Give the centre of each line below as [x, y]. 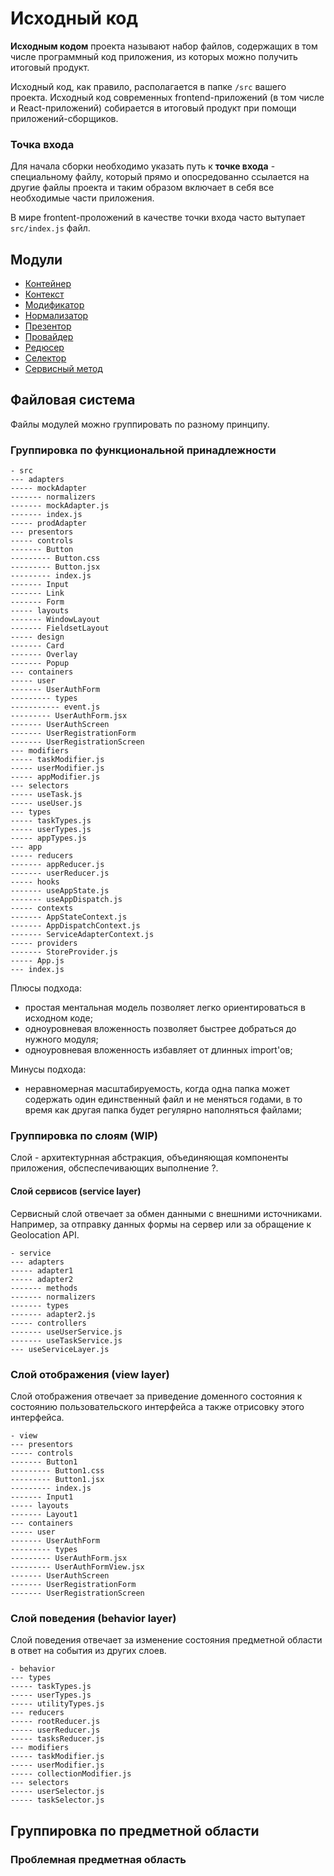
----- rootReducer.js [55, 1722]
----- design [37, 637]
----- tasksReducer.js [57, 1739]
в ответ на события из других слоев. [88, 1651]
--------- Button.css [55, 558]
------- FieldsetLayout [60, 628]
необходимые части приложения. [82, 198]
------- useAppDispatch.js [66, 900]
